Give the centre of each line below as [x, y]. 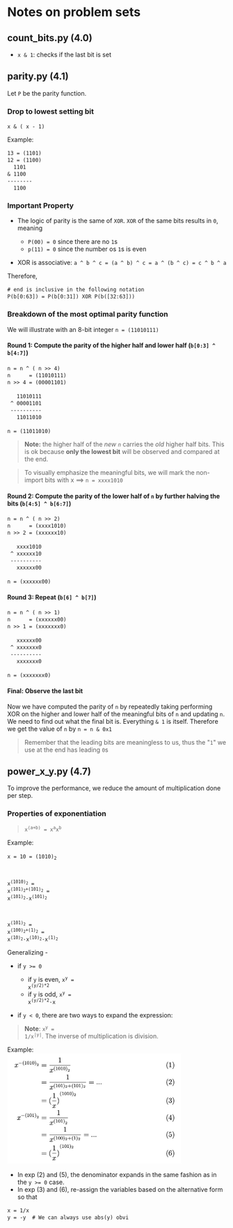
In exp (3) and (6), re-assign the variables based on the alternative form [120, 1189]
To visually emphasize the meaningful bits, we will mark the [109, 472]
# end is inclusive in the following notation [76, 290]
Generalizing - [28, 952]
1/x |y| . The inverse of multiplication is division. [91, 1036]
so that [27, 1197]
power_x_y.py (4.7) [49, 771]
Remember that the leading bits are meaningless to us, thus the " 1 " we [125, 742]
